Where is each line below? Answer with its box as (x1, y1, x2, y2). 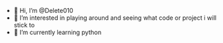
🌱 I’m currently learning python (13, 28, 102, 36)
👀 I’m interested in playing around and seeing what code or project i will (13, 14, 217, 22)
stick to (13, 21, 35, 29)
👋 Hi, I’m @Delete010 (13, 7, 74, 14)
